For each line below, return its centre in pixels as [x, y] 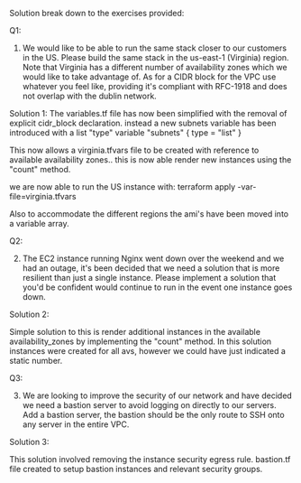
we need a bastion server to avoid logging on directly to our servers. [149, 405]
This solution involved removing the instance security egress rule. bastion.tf [150, 459]
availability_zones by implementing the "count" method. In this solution [141, 341]
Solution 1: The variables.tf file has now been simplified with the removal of [148, 113]
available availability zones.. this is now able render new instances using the [150, 160]
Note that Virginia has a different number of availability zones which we [155, 67]
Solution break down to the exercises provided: [97, 13]
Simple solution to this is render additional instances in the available [135, 332]
